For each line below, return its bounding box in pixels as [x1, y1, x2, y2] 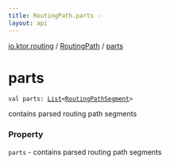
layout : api [8, 19, 48, 27]
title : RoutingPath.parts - [8, 11, 102, 20]
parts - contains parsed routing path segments [8, 147, 162, 156]
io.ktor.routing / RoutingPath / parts [8, 41, 124, 50]
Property [8, 129, 44, 140]
